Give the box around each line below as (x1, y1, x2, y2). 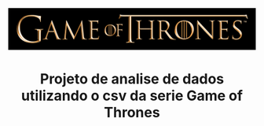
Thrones (104, 103, 160, 121)
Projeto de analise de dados (39, 70, 225, 87)
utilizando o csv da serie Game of (20, 87, 244, 105)
